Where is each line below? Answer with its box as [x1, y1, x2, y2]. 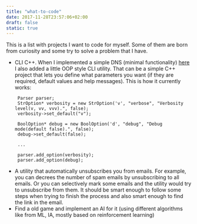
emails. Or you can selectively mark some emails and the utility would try [14, 180, 192, 187]
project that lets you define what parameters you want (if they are [14, 71, 174, 78]
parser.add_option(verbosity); [17, 152, 94, 158]
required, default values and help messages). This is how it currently [14, 78, 181, 85]
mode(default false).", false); [14, 126, 94, 133]
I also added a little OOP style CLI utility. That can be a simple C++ [14, 65, 176, 73]
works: [14, 84, 31, 91]
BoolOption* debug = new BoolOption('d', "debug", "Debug [17, 121, 163, 127]
